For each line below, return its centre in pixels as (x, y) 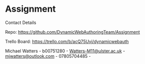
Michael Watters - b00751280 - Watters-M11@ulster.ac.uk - (65, 51)
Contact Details (21, 22)
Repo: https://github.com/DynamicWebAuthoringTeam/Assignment (72, 32)
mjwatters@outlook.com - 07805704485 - (48, 56)
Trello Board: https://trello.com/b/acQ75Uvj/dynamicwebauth (67, 41)
